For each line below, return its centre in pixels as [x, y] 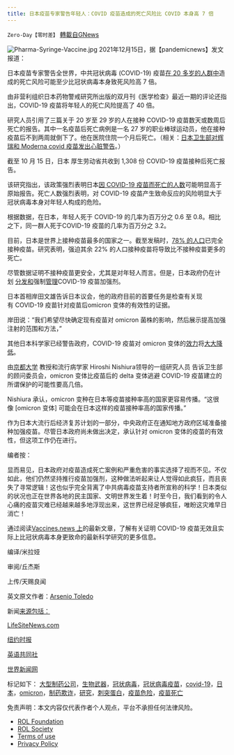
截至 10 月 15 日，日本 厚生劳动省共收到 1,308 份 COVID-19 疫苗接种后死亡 [113, 160]
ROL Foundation [40, 721]
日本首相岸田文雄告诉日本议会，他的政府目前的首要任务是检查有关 [102, 296]
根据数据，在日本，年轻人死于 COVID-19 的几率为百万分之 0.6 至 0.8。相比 [114, 216]
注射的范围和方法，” [35, 328]
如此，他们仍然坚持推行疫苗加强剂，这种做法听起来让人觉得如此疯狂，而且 [114, 478]
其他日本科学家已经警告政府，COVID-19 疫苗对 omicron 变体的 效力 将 [106, 343]
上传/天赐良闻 [27, 581]
